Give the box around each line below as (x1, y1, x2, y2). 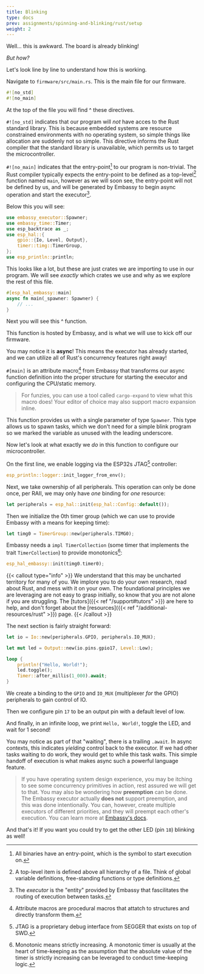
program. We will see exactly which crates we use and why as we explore (6, 271, 191, 278)
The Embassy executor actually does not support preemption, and (21, 795, 188, 803)
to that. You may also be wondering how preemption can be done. (21, 789, 188, 796)
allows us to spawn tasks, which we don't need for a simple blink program (6, 423, 191, 430)
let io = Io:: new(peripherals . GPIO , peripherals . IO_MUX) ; (6, 634, 156, 640)
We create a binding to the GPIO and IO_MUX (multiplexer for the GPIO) (6, 689, 179, 697)
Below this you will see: (6, 202, 65, 210)
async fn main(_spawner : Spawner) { (6, 295, 99, 302)
